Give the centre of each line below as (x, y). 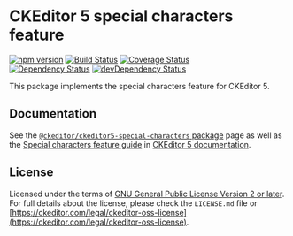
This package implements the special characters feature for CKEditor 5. (139, 86)
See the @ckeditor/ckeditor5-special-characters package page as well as (146, 135)
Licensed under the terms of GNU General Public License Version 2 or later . (147, 194)
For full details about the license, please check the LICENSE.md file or (134, 203)
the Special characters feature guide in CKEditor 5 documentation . (130, 144)
